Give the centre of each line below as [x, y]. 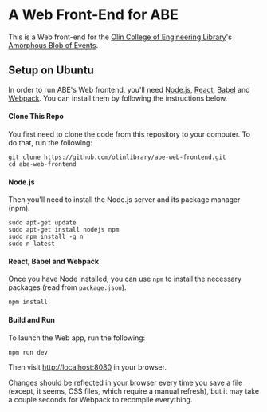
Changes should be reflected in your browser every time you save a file [126, 382]
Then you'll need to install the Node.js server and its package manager [124, 200]
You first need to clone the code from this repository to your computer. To [130, 134]
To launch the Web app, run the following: [77, 338]
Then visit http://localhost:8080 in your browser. [88, 367]
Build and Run [32, 319]
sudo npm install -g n [46, 237]
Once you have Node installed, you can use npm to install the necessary [125, 279]
